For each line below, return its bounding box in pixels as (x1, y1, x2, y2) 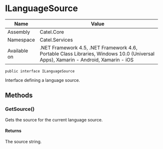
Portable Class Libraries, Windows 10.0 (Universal (39, 50, 155, 57)
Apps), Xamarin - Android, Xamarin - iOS (39, 56, 134, 63)
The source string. (5, 138, 42, 144)
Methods (5, 91, 33, 100)
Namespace (7, 36, 35, 43)
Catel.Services (39, 36, 73, 43)
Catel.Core (39, 29, 65, 35)
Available (7, 47, 28, 54)
